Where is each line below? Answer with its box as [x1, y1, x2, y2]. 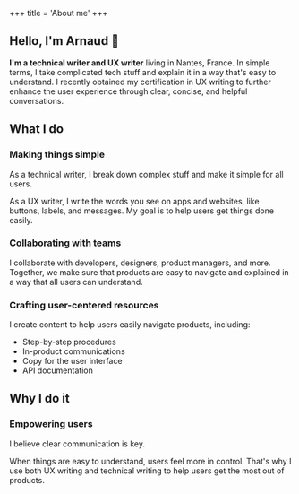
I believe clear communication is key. [9, 438, 146, 449]
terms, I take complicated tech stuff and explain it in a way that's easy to [9, 66, 277, 77]
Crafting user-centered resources [9, 299, 159, 311]
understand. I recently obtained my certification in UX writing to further [9, 76, 271, 87]
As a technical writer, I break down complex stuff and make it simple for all [9, 169, 284, 179]
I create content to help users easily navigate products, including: [9, 319, 251, 330]
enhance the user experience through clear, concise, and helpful [9, 85, 248, 97]
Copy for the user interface [21, 356, 123, 367]
